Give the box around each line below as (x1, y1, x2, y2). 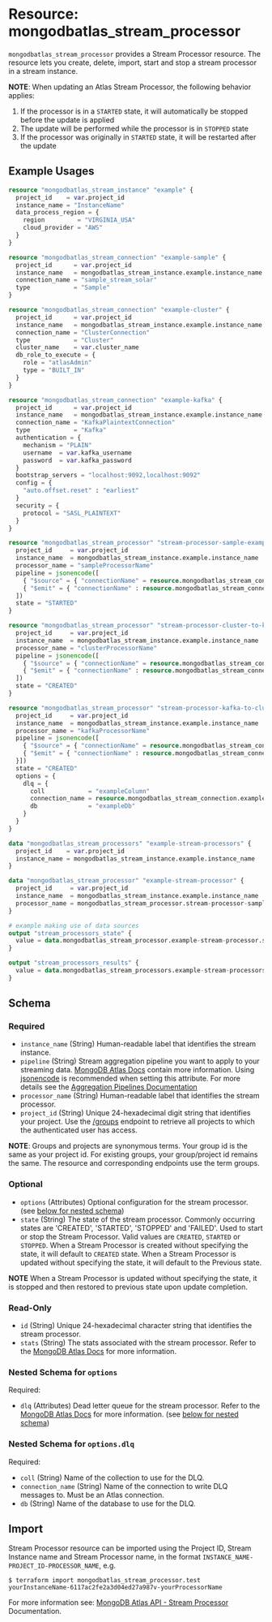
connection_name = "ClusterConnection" (15, 328, 151, 337)
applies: (8, 90, 35, 100)
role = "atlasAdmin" (23, 359, 92, 367)
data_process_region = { (15, 209, 100, 217)
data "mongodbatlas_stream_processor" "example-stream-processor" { (8, 877, 244, 885)
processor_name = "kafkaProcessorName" (15, 727, 151, 735)
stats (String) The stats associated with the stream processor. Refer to (19, 1338, 257, 1348)
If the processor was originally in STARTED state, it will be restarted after (19, 132, 257, 142)
